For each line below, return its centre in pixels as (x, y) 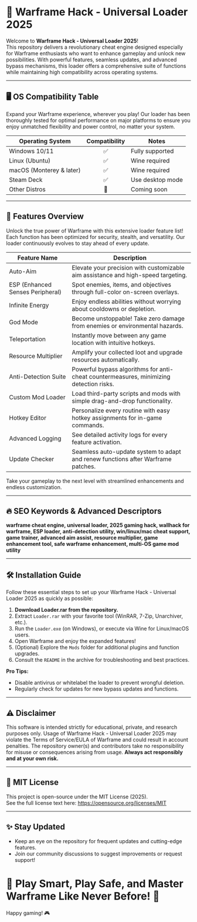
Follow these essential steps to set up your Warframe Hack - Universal (91, 592)
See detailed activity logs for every (120, 435)
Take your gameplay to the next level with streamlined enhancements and (95, 481)
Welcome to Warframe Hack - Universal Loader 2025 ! (72, 41)
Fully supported (152, 151)
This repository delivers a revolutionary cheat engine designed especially (95, 47)
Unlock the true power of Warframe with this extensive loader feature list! (95, 231)
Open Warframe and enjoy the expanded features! (75, 641)
